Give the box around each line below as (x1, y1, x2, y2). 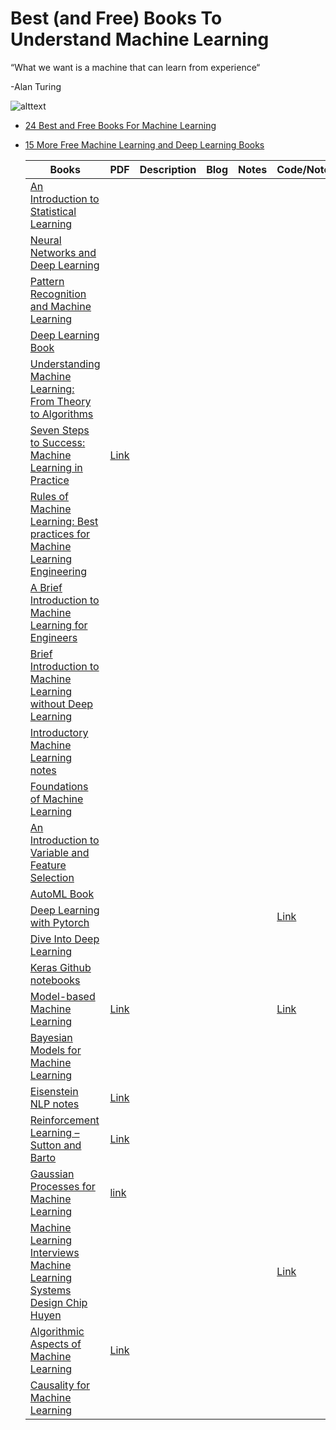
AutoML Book (29, 887, 95, 901)
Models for (29, 1043, 82, 1057)
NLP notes (29, 1097, 80, 1111)
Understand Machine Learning (10, 28, 270, 51)
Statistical (29, 204, 77, 218)
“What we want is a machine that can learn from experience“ (10, 61, 261, 73)
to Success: (29, 435, 86, 449)
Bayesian (29, 1030, 73, 1044)
